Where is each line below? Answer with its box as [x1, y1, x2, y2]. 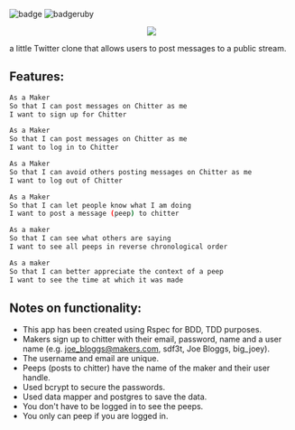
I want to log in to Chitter [9, 143, 119, 153]
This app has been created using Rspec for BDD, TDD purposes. [22, 324, 263, 335]
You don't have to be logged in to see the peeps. [22, 401, 204, 412]
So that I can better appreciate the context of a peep [9, 266, 224, 276]
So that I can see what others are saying [9, 234, 171, 243]
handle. [22, 372, 51, 383]
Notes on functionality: [9, 300, 143, 315]
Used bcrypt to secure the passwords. [22, 382, 165, 393]
